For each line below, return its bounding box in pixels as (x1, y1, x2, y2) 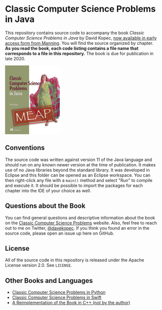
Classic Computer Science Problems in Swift (12, 294, 102, 300)
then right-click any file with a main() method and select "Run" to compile (5, 177, 153, 183)
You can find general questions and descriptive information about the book (5, 215, 156, 220)
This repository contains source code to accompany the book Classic (5, 30, 144, 36)
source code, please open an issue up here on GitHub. (5, 230, 114, 236)
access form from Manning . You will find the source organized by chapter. (5, 40, 154, 46)
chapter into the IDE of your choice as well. (5, 187, 91, 193)
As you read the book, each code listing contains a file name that (5, 45, 139, 51)
